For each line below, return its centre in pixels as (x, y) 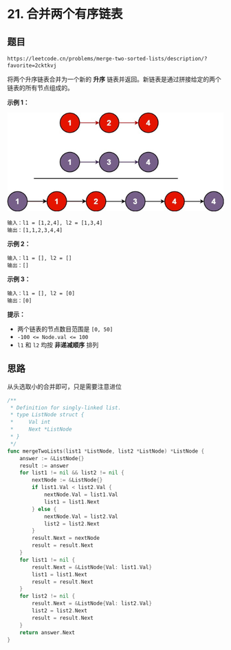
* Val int (30, 422)
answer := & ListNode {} (52, 458)
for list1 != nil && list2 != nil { (72, 473)
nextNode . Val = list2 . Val (81, 517)
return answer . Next (47, 632)
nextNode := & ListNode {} (67, 480)
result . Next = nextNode (66, 538)
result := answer (44, 466)
